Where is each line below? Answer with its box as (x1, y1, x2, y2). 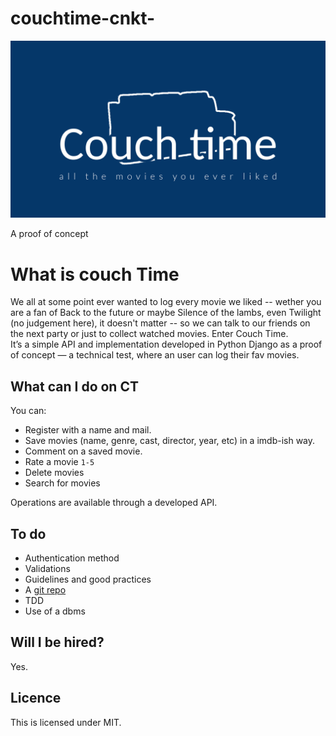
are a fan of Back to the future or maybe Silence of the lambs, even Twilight (10, 307, 322, 319)
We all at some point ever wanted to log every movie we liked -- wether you (10, 296, 322, 308)
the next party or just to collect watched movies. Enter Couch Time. (10, 328, 289, 340)
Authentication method (24, 552, 120, 564)
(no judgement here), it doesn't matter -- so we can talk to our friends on (10, 317, 311, 329)
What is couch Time (10, 263, 180, 286)
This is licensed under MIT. (10, 716, 122, 728)
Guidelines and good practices (24, 573, 152, 585)
